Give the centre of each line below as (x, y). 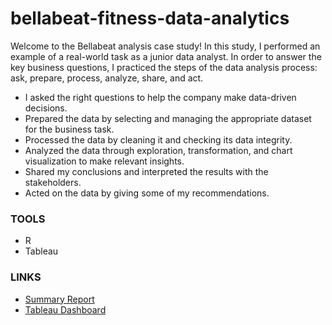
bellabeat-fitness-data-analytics (150, 18)
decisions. (46, 108)
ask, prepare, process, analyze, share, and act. (107, 78)
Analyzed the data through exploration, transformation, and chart (158, 150)
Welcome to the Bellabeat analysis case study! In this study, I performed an (165, 46)
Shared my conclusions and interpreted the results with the (146, 171)
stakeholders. (53, 182)
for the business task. (69, 129)
